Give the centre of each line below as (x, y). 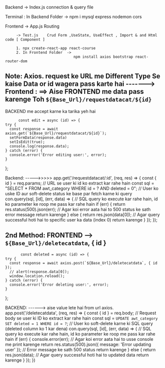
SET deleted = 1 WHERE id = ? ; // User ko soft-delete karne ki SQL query (79, 323)
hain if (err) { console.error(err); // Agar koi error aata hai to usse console (79, 339)
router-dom (16, 61)
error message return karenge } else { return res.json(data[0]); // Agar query (82, 215)
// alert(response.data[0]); (39, 272)
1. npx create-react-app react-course (56, 48)
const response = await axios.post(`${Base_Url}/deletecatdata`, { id (83, 263)
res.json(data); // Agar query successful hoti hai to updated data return (77, 355)
